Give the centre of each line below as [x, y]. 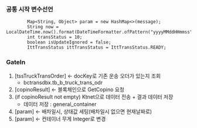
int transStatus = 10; [55, 37]
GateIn [16, 62]
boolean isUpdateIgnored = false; [69, 42]
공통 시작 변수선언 [30, 9]
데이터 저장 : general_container [60, 104]
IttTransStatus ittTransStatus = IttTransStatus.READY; [97, 48]
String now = [43, 27]
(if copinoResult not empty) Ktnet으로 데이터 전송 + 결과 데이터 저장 [94, 97]
